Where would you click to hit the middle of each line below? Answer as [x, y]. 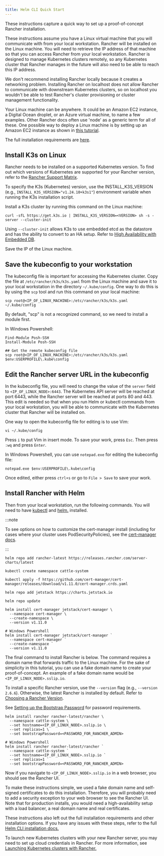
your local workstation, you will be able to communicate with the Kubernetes [82, 407]
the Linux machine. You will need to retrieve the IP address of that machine [81, 49]
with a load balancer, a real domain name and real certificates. [68, 808]
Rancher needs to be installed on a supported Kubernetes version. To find [80, 167]
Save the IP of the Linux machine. [39, 249]
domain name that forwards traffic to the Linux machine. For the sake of [78, 662]
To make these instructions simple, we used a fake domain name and [75, 787]
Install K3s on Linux [36, 155]
